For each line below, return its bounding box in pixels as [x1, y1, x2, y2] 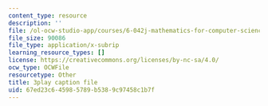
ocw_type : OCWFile [8, 64, 69, 72]
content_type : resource [8, 11, 88, 20]
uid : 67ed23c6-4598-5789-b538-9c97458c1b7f [8, 85, 156, 94]
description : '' [8, 19, 62, 27]
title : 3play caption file [8, 78, 98, 86]
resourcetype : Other [8, 71, 77, 79]
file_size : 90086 [8, 33, 66, 42]
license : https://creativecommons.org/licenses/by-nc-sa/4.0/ [8, 57, 219, 65]
